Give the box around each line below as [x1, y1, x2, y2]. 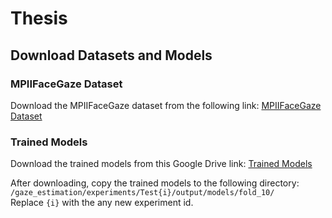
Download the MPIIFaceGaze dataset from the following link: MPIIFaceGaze [10, 99, 322, 111]
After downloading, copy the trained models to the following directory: [10, 177, 300, 189]
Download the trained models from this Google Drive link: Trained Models [10, 158, 313, 170]
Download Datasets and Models [10, 47, 213, 64]
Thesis [10, 7, 68, 30]
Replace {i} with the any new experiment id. [10, 197, 194, 209]
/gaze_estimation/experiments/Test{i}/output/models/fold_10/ [10, 188, 275, 198]
